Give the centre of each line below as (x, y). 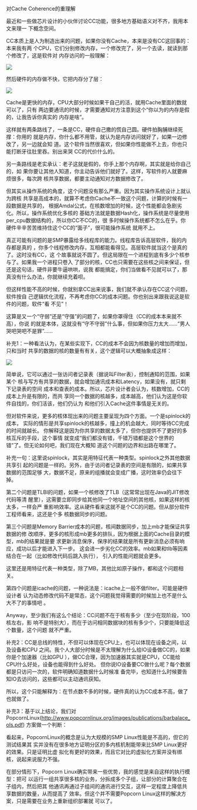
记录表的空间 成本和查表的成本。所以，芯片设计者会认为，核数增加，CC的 (100, 389)
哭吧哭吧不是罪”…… (29, 331)
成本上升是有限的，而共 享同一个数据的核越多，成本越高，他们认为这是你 (94, 396)
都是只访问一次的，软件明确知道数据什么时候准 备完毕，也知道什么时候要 (94, 672)
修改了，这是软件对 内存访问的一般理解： (60, 55)
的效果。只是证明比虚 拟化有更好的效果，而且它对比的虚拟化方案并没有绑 (94, 752)
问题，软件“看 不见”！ (43, 304)
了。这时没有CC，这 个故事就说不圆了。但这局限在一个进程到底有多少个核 (95, 255)
